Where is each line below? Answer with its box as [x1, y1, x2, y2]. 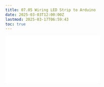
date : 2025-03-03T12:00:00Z [5, 12, 65, 17]
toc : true [5, 21, 26, 27]
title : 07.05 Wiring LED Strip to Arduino [5, 7, 96, 13]
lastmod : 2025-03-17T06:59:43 [5, 17, 69, 22]
